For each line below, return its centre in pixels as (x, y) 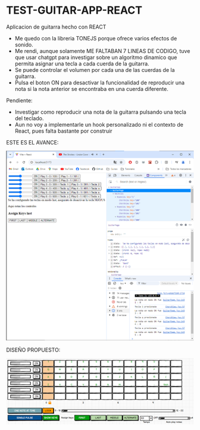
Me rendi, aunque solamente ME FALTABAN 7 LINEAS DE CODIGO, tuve (102, 51)
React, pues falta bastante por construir (63, 131)
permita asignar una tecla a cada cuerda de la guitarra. (82, 64)
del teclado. (29, 118)
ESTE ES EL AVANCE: (32, 142)
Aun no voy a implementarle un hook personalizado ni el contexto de (99, 124)
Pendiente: (19, 100)
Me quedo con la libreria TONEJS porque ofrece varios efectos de (96, 38)
